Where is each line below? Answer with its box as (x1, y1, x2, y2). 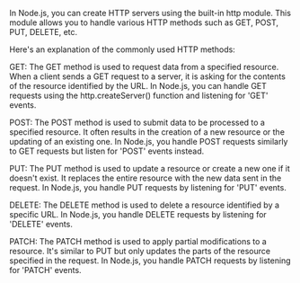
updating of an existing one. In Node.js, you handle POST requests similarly (9, 137, 288, 146)
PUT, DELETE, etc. (9, 27, 78, 37)
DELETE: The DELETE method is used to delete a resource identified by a (9, 199, 280, 210)
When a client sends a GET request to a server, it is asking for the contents (9, 71, 286, 82)
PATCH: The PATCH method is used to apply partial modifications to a (9, 236, 267, 246)
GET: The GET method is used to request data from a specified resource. (9, 62, 279, 72)
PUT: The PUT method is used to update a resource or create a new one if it (9, 164, 290, 173)
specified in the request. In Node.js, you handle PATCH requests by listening (9, 255, 291, 266)
